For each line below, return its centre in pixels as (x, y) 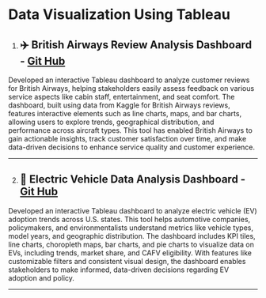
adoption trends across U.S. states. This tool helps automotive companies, (129, 219)
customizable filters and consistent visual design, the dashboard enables (127, 261)
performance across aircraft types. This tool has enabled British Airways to (131, 130)
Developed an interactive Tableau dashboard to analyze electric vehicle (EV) (133, 210)
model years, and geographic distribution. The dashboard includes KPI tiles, (132, 236)
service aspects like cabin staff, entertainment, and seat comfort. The (122, 97)
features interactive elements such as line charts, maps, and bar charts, (125, 113)
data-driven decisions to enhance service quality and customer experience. (132, 147)
